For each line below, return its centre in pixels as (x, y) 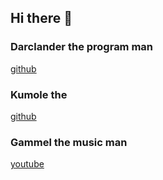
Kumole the (39, 94)
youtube (27, 164)
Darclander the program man (82, 47)
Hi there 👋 (41, 18)
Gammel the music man (69, 142)
